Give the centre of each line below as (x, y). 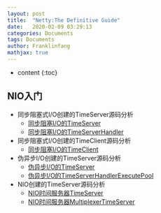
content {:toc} (37, 72)
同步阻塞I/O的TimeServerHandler (76, 132)
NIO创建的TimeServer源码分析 (61, 184)
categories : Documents (40, 33)
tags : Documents (31, 40)
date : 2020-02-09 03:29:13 (50, 27)
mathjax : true (28, 53)
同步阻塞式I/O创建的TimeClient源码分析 (74, 140)
